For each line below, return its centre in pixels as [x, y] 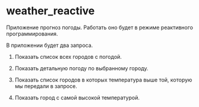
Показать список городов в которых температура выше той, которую [103, 80]
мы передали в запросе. [46, 86]
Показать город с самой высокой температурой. [77, 97]
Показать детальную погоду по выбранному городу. [81, 68]
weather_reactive [50, 11]
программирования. [32, 33]
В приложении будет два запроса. [50, 45]
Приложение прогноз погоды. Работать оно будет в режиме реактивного [99, 27]
